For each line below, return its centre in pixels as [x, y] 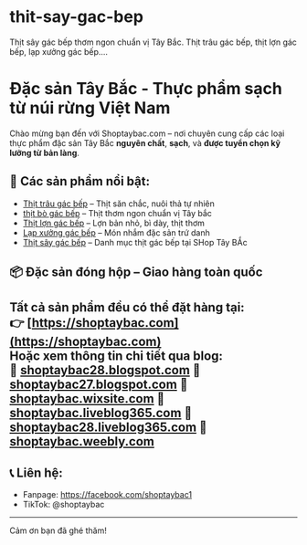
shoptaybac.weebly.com [82, 441]
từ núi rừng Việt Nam [90, 108]
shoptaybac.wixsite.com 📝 [87, 399]
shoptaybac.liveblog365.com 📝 [101, 413]
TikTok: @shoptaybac [64, 505]
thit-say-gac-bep [77, 17]
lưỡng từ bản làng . [45, 152]
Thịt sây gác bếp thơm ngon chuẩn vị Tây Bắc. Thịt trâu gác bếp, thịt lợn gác [153, 42]
